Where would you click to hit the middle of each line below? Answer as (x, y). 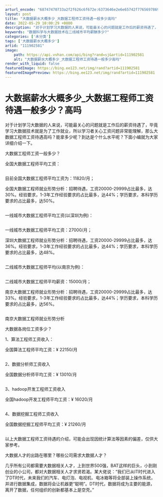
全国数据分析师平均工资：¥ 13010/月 (41, 374)
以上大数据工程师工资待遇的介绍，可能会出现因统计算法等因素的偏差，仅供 (79, 439)
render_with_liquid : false (32, 64)
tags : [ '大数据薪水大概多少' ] (32, 41)
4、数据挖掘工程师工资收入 (32, 414)
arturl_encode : (20, 9)
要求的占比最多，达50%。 (31, 201)
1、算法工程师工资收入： (29, 339)
